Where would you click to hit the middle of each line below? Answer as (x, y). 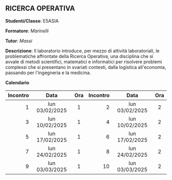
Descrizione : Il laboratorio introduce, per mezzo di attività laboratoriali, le (82, 50)
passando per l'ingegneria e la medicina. (48, 73)
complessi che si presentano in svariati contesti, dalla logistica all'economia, (86, 67)
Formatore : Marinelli (27, 31)
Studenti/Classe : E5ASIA (32, 21)
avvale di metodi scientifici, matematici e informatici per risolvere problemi (84, 62)
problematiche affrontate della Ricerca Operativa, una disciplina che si (79, 56)
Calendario (17, 82)
